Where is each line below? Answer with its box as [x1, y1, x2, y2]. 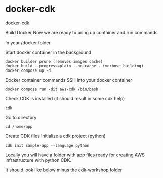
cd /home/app [5, 124, 33, 129]
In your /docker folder [5, 39, 51, 46]
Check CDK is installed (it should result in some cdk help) [5, 95, 125, 101]
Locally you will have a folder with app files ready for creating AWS [5, 152, 145, 158]
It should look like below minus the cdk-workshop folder [5, 167, 123, 173]
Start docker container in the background [5, 49, 92, 55]
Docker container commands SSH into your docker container [5, 77, 133, 83]
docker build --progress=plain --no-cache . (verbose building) [5, 63, 144, 68]
